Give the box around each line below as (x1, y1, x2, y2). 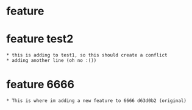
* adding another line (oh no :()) (6, 58, 97, 64)
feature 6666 (6, 78, 75, 92)
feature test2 (6, 32, 74, 46)
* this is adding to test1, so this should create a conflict (6, 52, 168, 58)
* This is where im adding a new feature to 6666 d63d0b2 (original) (6, 98, 187, 104)
